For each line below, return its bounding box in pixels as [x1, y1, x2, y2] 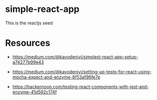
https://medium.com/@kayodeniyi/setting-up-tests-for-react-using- [12, 69, 152, 75]
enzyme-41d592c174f [12, 89, 57, 95]
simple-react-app [5, 3, 79, 15]
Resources [5, 37, 51, 49]
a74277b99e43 [12, 59, 44, 65]
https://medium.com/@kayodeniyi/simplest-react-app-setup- [12, 54, 138, 60]
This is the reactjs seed [5, 20, 53, 26]
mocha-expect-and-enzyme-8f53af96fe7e [12, 74, 100, 80]
